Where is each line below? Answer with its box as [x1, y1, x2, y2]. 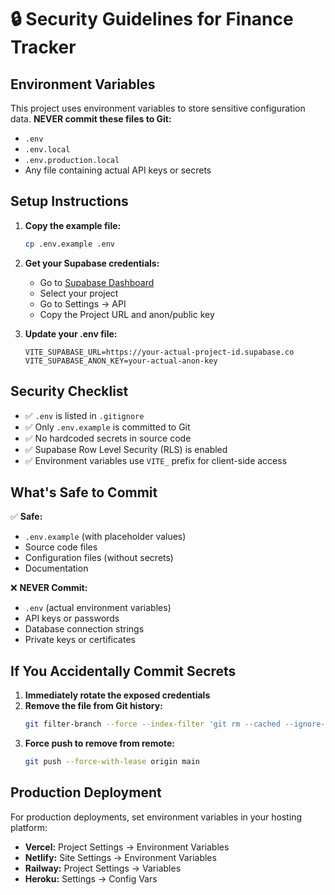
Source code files [24, 541, 98, 553]
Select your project [39, 287, 119, 299]
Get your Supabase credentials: [24, 257, 160, 269]
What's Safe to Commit [10, 484, 158, 501]
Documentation [24, 562, 89, 575]
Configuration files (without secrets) [24, 552, 174, 564]
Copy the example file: [24, 219, 122, 231]
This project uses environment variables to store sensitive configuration [10, 102, 306, 114]
